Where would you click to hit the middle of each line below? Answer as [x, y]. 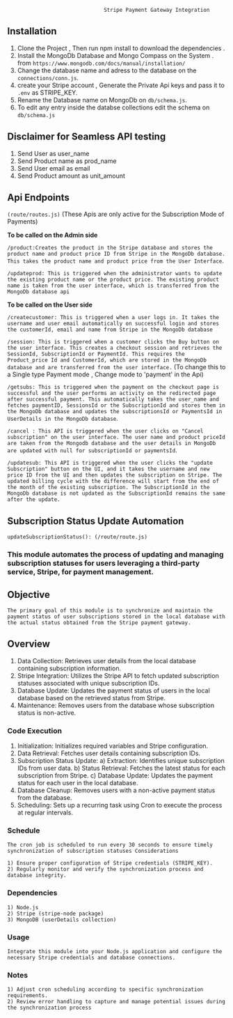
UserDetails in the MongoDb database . [63, 419]
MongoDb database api [39, 292]
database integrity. [37, 876]
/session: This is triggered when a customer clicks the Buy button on [113, 342]
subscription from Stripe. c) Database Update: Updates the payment [115, 776]
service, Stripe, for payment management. [81, 572]
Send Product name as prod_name [67, 161]
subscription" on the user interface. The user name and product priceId [116, 438]
